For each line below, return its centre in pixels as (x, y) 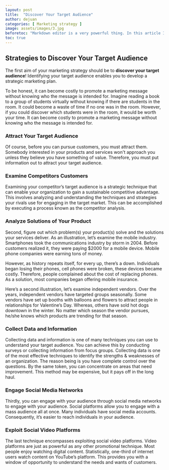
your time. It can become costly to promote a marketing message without (81, 117)
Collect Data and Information (41, 329)
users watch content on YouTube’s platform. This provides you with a (77, 457)
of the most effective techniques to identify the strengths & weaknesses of (82, 355)
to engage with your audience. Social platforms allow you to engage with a (82, 406)
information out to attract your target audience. (54, 163)
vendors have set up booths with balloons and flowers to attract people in (81, 300)
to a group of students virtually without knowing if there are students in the (82, 102)
